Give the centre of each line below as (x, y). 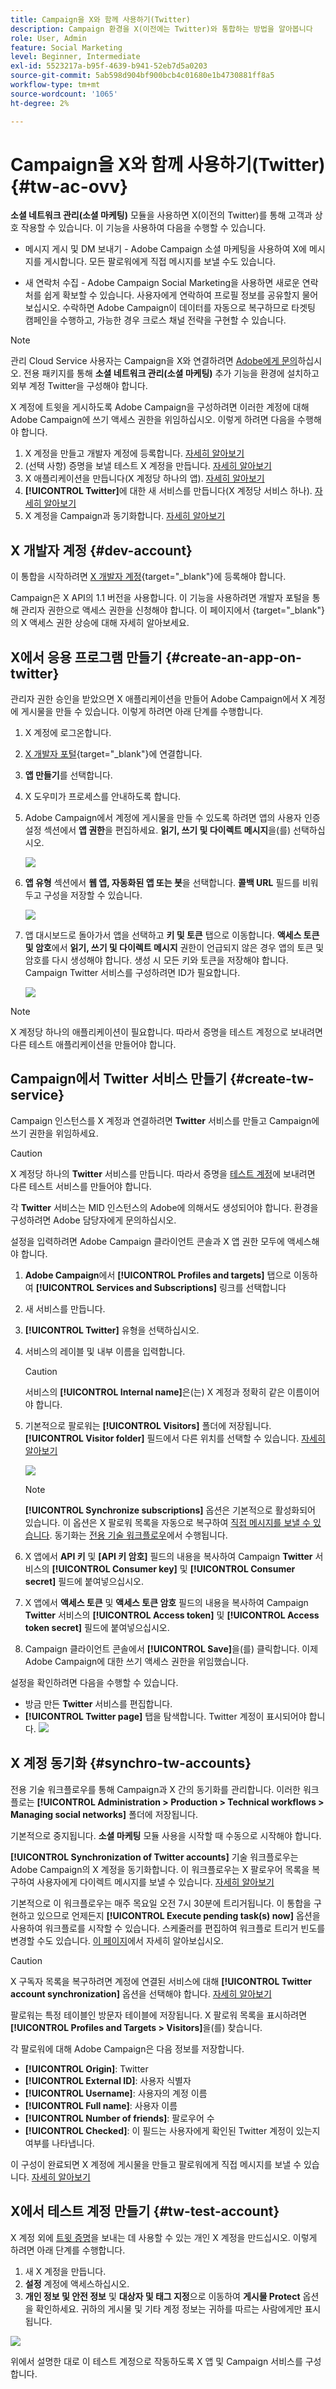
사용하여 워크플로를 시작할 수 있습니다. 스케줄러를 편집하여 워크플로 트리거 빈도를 (168, 1928)
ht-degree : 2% (40, 103)
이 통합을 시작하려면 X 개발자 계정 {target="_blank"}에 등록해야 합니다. (148, 577)
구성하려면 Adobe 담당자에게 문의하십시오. (93, 1220)
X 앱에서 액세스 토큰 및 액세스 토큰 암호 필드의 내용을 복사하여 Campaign (166, 1602)
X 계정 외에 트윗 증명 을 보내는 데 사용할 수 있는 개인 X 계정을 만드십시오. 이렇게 (164, 2237)
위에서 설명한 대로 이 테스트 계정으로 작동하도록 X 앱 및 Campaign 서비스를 (156, 2361)
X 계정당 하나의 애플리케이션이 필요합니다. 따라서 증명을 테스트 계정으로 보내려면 (166, 1032)
